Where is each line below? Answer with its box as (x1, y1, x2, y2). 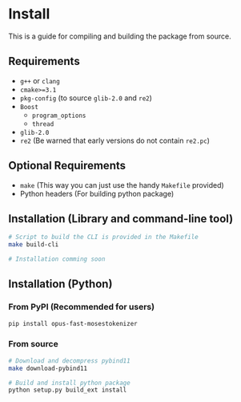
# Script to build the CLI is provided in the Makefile (8, 233, 199, 242)
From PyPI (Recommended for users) (8, 302, 155, 313)
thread (31, 120, 54, 128)
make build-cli (8, 241, 59, 249)
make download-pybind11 (8, 364, 88, 372)
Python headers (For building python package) (19, 189, 175, 198)
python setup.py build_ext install (8, 386, 127, 394)
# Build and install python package (8, 379, 131, 387)
